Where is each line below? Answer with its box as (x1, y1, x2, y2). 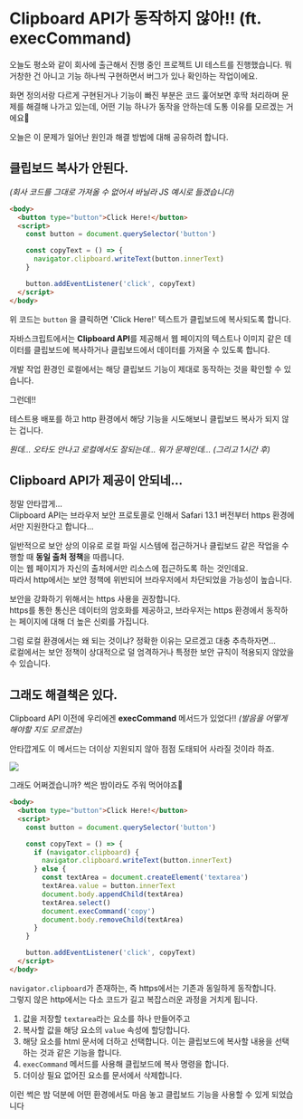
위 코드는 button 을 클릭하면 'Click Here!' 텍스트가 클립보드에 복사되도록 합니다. (9, 313, 292, 324)
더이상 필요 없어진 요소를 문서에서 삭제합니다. (22, 1069, 183, 1080)
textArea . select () (42, 898, 111, 907)
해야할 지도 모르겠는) (9, 724, 83, 735)
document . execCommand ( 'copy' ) (42, 906, 156, 915)
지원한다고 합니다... (25, 521, 94, 532)
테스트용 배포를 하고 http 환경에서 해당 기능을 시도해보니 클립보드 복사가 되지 (9, 413, 280, 424)
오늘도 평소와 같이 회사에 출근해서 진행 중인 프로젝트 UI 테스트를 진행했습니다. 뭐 (9, 59, 292, 70)
